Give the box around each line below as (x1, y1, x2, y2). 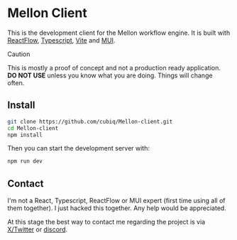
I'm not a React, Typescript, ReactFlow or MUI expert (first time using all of (7, 197, 226, 205)
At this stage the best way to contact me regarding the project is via (7, 218, 206, 227)
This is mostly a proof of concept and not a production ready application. (7, 63, 221, 72)
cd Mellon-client (7, 124, 59, 132)
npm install (7, 131, 43, 138)
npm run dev (7, 158, 43, 165)
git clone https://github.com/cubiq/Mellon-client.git (7, 118, 173, 125)
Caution (7, 50, 31, 58)
